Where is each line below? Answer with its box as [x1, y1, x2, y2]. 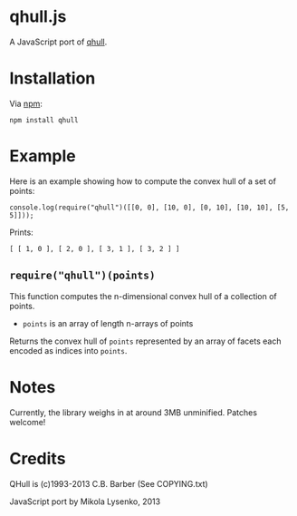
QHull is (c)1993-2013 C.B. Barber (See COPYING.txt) [9, 478, 208, 489]
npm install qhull [9, 115, 79, 124]
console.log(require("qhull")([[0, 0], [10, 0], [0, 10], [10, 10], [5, [9, 202, 290, 212]
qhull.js [9, 6, 67, 27]
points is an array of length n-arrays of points [22, 317, 194, 328]
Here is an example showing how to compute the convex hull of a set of [9, 175, 276, 187]
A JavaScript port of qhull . [9, 36, 108, 47]
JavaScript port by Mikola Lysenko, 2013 [9, 496, 161, 507]
